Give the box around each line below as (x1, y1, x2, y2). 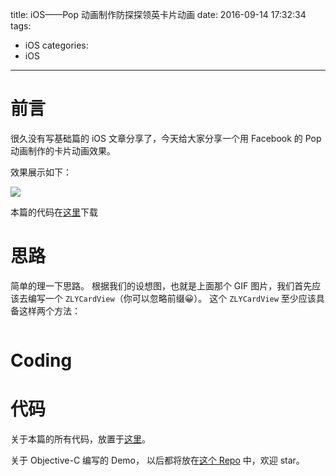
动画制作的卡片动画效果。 (10, 144, 116, 157)
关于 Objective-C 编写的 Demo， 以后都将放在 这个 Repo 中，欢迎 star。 (10, 454, 305, 466)
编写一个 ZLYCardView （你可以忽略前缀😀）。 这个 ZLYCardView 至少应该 (27, 292, 317, 304)
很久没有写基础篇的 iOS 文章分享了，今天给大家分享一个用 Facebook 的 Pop (10, 132, 322, 144)
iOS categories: (24, 39, 89, 51)
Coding (10, 349, 73, 372)
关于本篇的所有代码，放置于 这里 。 (10, 433, 151, 445)
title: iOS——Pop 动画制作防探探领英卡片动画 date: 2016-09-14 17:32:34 (10, 9, 307, 20)
